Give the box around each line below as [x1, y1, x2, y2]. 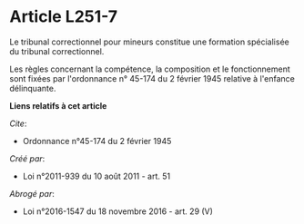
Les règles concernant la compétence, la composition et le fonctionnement [9, 63, 291, 74]
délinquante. [9, 83, 56, 93]
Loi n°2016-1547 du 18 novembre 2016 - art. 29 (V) [22, 206, 214, 217]
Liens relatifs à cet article [9, 100, 107, 111]
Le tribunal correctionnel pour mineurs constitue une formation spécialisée [9, 36, 289, 47]
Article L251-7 [9, 6, 118, 27]
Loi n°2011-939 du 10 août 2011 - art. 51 [22, 170, 171, 181]
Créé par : [9, 152, 46, 164]
